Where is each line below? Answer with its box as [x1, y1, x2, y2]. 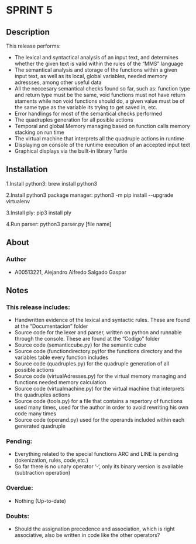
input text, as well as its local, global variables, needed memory [14, 73, 168, 79]
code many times [14, 410, 57, 417]
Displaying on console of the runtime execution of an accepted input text [14, 142, 190, 148]
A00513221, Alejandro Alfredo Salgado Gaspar [14, 268, 127, 276]
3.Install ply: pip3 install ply [6, 209, 72, 216]
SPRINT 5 [6, 4, 53, 17]
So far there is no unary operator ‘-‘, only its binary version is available [14, 463, 183, 470]
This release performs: [6, 42, 61, 49]
